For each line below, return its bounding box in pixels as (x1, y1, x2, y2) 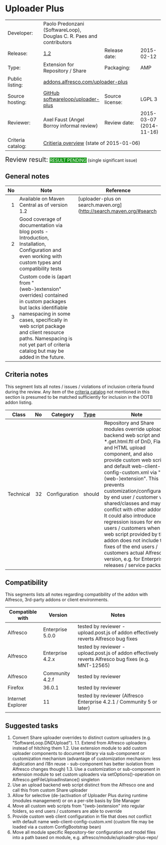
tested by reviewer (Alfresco (77, 692, 144, 699)
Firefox (7, 684, 24, 691)
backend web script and (104, 431, 160, 438)
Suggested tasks (5, 721, 58, 730)
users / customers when (104, 524, 161, 531)
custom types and (19, 259, 61, 266)
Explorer (7, 702, 27, 708)
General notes (5, 172, 49, 181)
